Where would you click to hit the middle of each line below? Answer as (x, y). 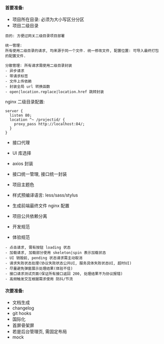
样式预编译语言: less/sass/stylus (45, 195)
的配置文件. (16, 56)
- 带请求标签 (17, 76)
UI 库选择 (21, 153)
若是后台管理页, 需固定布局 (40, 332)
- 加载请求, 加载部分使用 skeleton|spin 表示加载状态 (56, 253)
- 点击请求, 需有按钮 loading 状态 (38, 247)
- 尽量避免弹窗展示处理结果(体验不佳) (39, 269)
